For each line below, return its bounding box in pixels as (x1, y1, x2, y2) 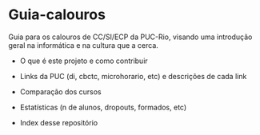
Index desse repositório (19, 117, 98, 127)
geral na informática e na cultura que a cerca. (8, 40, 158, 50)
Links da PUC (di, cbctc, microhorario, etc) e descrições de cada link (19, 71, 247, 81)
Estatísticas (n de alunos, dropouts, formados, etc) (19, 102, 187, 112)
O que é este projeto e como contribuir (19, 56, 148, 66)
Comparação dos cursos (19, 86, 102, 97)
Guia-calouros (8, 6, 106, 24)
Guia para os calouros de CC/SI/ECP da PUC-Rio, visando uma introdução (8, 32, 253, 42)
